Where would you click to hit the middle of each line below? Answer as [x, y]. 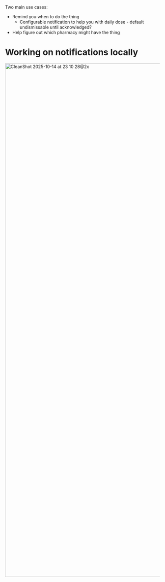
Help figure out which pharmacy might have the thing [66, 32]
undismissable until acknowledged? [55, 27]
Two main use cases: [27, 7]
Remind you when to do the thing [46, 17]
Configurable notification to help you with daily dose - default [82, 22]
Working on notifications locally [72, 53]
